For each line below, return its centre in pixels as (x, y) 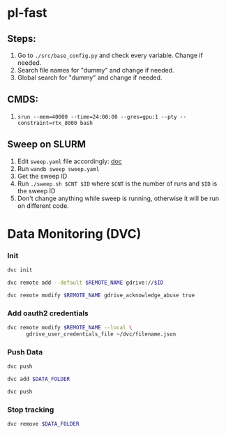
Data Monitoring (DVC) (74, 233)
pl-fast (27, 13)
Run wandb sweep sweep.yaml (58, 168)
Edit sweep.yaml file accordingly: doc (69, 161)
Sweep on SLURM (46, 144)
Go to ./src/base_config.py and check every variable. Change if (110, 55)
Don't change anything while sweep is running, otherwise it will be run (118, 198)
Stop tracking (31, 410)
